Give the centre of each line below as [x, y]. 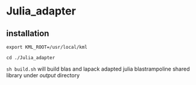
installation [28, 33]
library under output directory [43, 75]
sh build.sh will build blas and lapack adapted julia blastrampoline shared [98, 69]
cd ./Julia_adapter [31, 58]
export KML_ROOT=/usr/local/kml [47, 47]
